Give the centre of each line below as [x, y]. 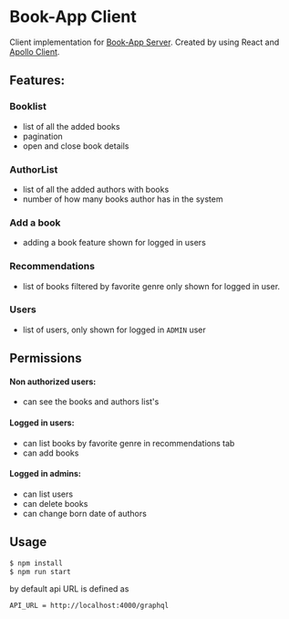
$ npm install [36, 563]
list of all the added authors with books [96, 189]
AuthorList [34, 169]
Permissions [46, 358]
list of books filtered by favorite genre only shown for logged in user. [151, 286]
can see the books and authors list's [91, 402]
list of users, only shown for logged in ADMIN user [114, 330]
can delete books [55, 503]
